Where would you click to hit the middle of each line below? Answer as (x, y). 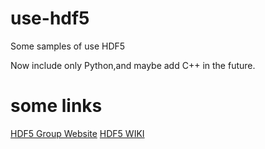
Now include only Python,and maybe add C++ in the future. (133, 65)
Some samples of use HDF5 (68, 46)
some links (56, 106)
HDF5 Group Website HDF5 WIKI (77, 133)
